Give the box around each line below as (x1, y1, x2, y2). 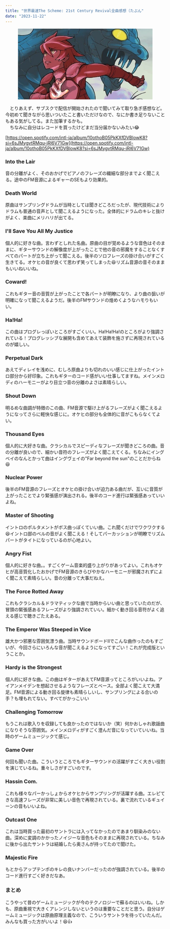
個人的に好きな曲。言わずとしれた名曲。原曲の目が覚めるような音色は (5, 240, 152, 246)
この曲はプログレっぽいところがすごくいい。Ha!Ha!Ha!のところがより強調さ (5, 329, 164, 335)
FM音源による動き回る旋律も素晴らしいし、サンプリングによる (14, 689, 145, 695)
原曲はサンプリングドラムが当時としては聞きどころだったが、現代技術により (5, 202, 165, 208)
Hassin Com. (5, 778, 38, 785)
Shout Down (5, 393, 37, 400)
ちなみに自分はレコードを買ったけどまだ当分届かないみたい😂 (9, 124, 140, 130)
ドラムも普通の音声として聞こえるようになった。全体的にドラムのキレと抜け (5, 208, 165, 214)
